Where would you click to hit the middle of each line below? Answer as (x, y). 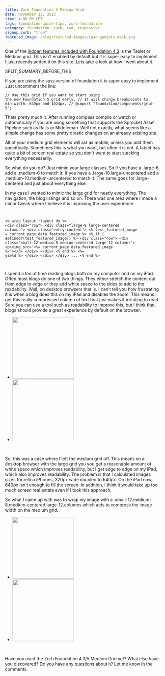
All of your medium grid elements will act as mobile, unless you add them (79, 142)
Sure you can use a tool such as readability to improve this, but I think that (80, 305)
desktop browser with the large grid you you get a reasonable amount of (78, 463)
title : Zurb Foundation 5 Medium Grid (45, 10)
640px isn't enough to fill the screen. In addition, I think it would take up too (82, 485)
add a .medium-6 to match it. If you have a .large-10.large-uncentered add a (82, 173)
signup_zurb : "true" (26, 33)
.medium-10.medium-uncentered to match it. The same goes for (70, 178)
